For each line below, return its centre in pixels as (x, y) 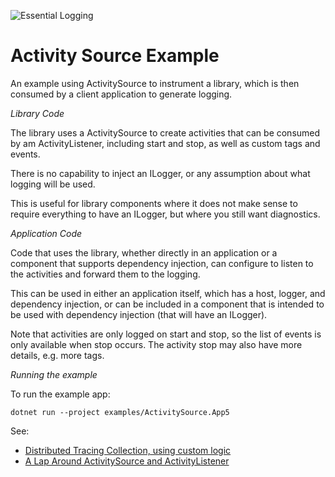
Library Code (37, 113)
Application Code (46, 233)
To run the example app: (60, 394)
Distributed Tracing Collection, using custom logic (128, 450)
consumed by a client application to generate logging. (121, 94)
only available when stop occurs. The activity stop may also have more (156, 344)
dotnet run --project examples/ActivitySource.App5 (120, 412)
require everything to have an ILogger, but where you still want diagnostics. (165, 214)
